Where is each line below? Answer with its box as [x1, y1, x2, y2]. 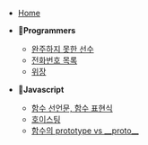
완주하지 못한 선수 [30, 44, 94, 54]
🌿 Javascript [17, 85, 65, 95]
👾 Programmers [17, 25, 76, 35]
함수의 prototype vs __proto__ [30, 125, 139, 136]
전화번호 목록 [30, 55, 78, 66]
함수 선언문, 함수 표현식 [30, 103, 114, 113]
